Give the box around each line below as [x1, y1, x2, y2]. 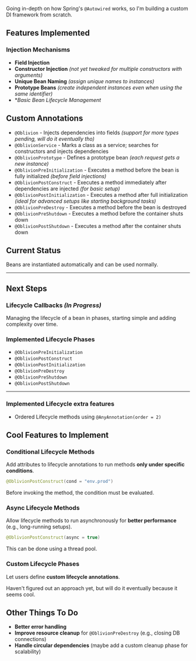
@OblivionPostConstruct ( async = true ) [6, 534, 100, 541]
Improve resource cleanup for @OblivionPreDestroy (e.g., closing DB [14, 629, 180, 636]
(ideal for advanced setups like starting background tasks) [14, 197, 156, 205]
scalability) [14, 648, 41, 655]
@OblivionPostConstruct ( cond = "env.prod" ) [6, 479, 114, 485]
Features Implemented [6, 28, 90, 38]
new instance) [14, 160, 49, 167]
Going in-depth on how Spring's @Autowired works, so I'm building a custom [6, 5, 188, 12]
